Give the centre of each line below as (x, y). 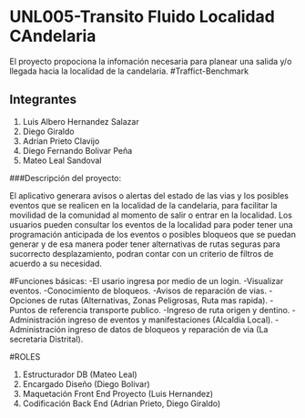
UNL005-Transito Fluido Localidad (142, 17)
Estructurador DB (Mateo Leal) (80, 374)
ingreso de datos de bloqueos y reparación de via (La (168, 329)
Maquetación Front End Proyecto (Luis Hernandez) (118, 393)
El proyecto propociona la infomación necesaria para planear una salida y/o (151, 61)
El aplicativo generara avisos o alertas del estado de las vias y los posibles (149, 195)
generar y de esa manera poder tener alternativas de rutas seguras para (145, 244)
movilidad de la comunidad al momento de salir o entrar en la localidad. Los (151, 215)
